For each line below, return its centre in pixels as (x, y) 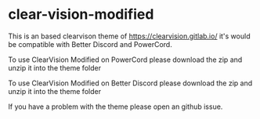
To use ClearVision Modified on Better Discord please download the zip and (130, 83)
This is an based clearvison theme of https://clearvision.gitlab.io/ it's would (129, 36)
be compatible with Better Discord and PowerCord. (90, 44)
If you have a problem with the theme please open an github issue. (116, 106)
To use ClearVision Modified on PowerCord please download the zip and (125, 59)
